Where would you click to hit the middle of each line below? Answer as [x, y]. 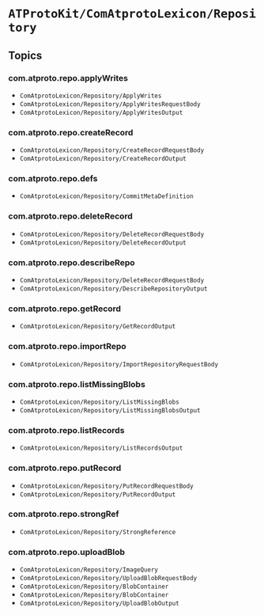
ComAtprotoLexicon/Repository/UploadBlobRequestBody [108, 579]
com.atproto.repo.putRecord [65, 468]
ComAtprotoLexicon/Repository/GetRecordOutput [98, 327]
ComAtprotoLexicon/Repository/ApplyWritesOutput [101, 112]
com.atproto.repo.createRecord [71, 132]
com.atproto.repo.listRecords [66, 430]
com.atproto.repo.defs [53, 179]
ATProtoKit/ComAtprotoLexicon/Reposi [132, 14]
